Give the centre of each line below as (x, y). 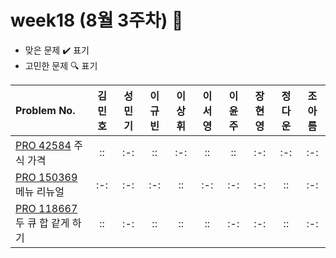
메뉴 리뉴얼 (40, 191)
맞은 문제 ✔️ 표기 (57, 50)
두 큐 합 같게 (42, 223)
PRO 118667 (46, 208)
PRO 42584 (43, 145)
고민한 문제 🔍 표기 (61, 65)
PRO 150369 (46, 177)
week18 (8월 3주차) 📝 (97, 20)
